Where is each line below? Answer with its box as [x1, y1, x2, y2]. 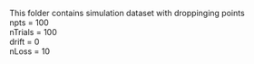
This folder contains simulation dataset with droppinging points [9, 8, 245, 18]
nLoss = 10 [9, 46, 51, 57]
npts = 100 [9, 17, 50, 28]
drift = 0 [9, 36, 40, 47]
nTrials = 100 [9, 27, 57, 37]
